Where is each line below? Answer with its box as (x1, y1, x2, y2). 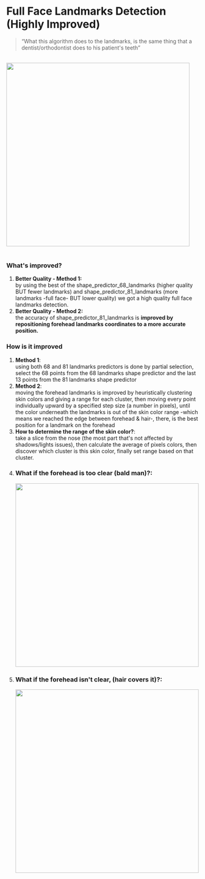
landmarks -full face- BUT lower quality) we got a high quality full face (15, 295, 192, 302)
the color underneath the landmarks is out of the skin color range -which (15, 408, 198, 415)
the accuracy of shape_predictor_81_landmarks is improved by (15, 314, 174, 322)
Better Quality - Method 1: (15, 275, 82, 283)
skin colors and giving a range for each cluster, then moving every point (15, 395, 196, 402)
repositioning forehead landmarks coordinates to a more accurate (15, 321, 186, 328)
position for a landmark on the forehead (15, 421, 115, 429)
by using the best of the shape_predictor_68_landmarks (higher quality (15, 281, 193, 289)
